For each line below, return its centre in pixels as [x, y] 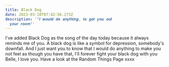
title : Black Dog [23, 10]
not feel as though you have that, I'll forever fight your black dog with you [81, 54]
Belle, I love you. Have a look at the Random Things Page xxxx [70, 59]
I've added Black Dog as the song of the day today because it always [77, 38]
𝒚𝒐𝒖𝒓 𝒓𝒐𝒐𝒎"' [22, 24]
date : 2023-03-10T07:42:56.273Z [39, 14]
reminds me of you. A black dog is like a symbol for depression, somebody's [85, 43]
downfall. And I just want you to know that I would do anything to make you [83, 48]
